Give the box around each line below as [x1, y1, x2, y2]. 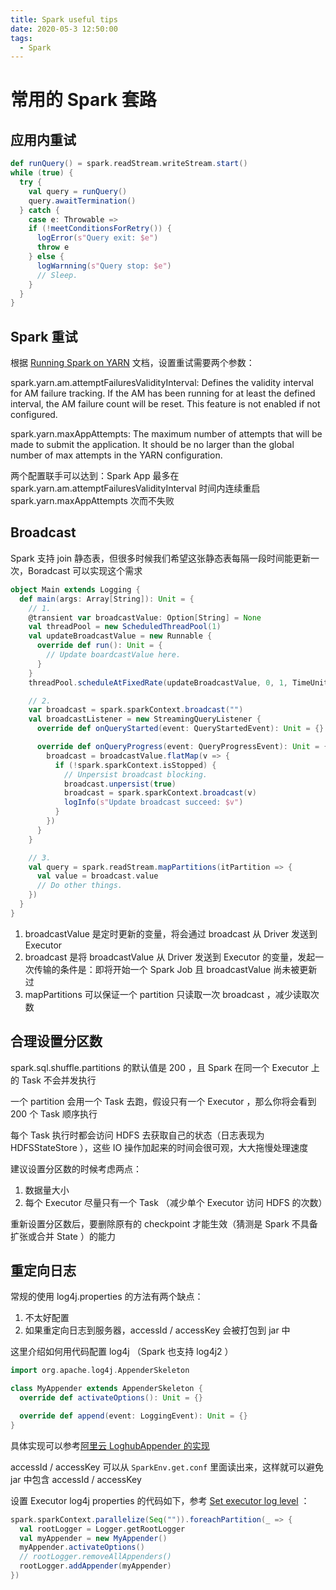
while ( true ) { [10, 168, 74, 178]
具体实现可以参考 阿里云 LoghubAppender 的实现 [10, 1439, 210, 1451]
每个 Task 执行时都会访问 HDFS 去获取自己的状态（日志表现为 [10, 1129, 265, 1141]
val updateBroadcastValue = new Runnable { [28, 631, 213, 641]
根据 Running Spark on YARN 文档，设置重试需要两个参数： [10, 357, 255, 369]
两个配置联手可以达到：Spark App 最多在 [10, 470, 180, 482]
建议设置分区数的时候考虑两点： [10, 1162, 142, 1175]
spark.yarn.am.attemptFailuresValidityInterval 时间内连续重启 [10, 482, 261, 495]
